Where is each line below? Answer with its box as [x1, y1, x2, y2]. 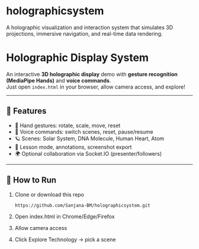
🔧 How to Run [6, 175, 57, 185]
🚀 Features [6, 106, 47, 116]
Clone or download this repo [14, 191, 85, 198]
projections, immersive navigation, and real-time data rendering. [6, 30, 163, 37]
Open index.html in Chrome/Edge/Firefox [14, 213, 115, 220]
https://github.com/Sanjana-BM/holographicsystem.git [14, 202, 150, 209]
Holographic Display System [6, 51, 149, 65]
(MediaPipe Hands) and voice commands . [6, 77, 111, 84]
